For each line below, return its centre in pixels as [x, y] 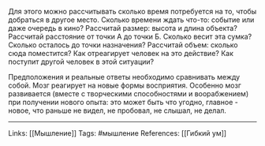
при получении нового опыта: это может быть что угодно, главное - [123, 102]
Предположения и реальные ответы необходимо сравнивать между [124, 77]
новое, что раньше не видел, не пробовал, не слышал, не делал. [118, 110]
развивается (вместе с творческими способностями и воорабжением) [129, 94]
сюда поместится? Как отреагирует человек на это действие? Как [121, 53]
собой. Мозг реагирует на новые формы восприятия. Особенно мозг [125, 85]
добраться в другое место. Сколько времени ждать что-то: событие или [131, 20]
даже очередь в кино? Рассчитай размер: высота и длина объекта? [123, 28]
